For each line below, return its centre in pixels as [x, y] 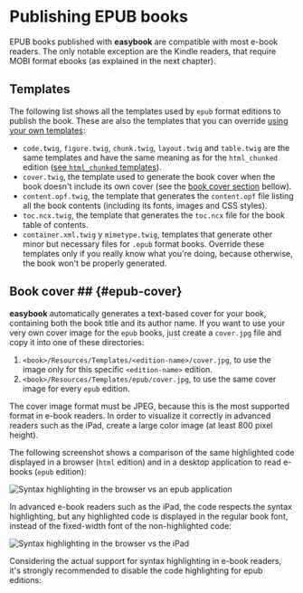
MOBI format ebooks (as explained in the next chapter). [113, 61]
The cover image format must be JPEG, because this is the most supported [150, 406]
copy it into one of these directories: [77, 342]
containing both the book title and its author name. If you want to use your [147, 323]
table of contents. [55, 224]
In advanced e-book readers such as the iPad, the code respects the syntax [151, 506]
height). [24, 435]
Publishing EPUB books [99, 17]
